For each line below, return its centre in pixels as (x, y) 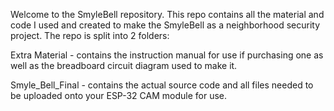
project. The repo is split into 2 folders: (90, 35)
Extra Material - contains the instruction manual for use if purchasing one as (167, 55)
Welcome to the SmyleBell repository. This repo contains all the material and (167, 14)
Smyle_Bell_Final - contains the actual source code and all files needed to (162, 85)
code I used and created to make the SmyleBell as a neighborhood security (165, 25)
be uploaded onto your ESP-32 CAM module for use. (119, 95)
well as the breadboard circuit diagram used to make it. (124, 65)
